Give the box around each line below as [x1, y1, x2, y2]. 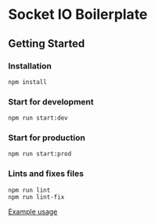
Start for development [8, 96, 94, 107]
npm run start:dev [8, 114, 68, 123]
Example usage [8, 207, 58, 216]
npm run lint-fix [8, 193, 65, 201]
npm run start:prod [8, 150, 72, 158]
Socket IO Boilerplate [8, 6, 148, 24]
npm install [8, 78, 47, 86]
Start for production [8, 132, 86, 143]
